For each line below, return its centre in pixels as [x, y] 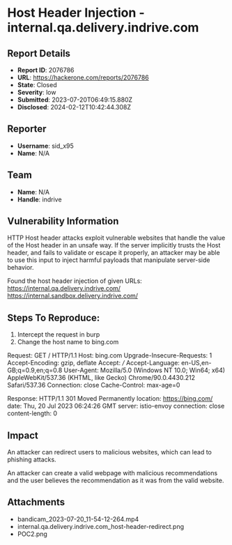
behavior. [21, 268]
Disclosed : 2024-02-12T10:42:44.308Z [74, 107]
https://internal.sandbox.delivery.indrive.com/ [72, 296]
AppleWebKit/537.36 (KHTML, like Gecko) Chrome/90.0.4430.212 [101, 378]
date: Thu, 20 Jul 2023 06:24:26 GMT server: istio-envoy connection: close [116, 406]
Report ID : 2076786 [46, 70]
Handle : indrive [39, 199]
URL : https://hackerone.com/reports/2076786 [83, 77]
